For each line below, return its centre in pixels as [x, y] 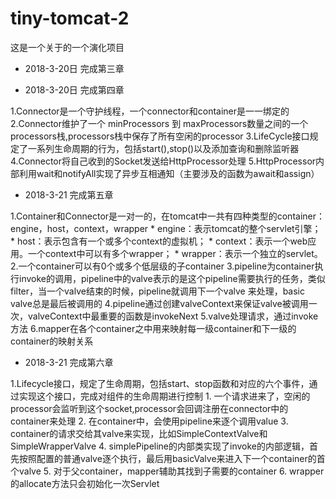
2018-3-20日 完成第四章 [74, 89]
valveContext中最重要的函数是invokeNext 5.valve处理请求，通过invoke [173, 316]
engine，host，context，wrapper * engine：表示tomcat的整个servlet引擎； [166, 228]
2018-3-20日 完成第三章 [74, 68]
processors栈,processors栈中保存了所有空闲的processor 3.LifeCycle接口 [160, 136]
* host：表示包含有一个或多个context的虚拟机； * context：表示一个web [159, 241]
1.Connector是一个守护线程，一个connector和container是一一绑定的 [150, 111]
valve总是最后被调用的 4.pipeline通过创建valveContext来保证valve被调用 [159, 303]
